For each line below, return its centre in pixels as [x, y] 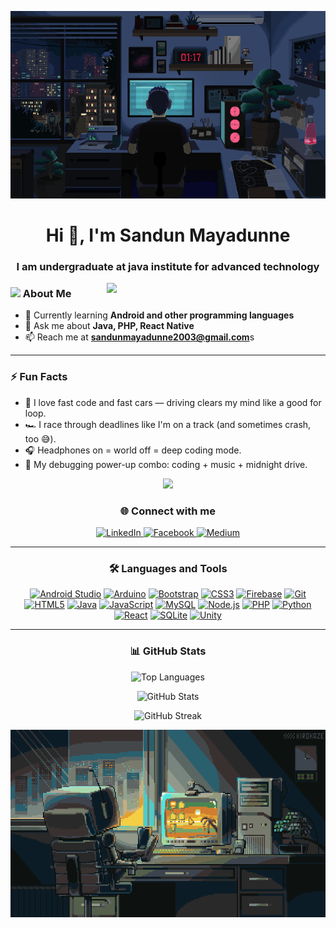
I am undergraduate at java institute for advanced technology [168, 267]
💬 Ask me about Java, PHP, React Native [109, 326]
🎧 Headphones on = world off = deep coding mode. [133, 450]
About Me [47, 294]
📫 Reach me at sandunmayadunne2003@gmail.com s [139, 337]
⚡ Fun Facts [39, 377]
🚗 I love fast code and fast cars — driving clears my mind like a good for [173, 402]
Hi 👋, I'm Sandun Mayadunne [168, 235]
